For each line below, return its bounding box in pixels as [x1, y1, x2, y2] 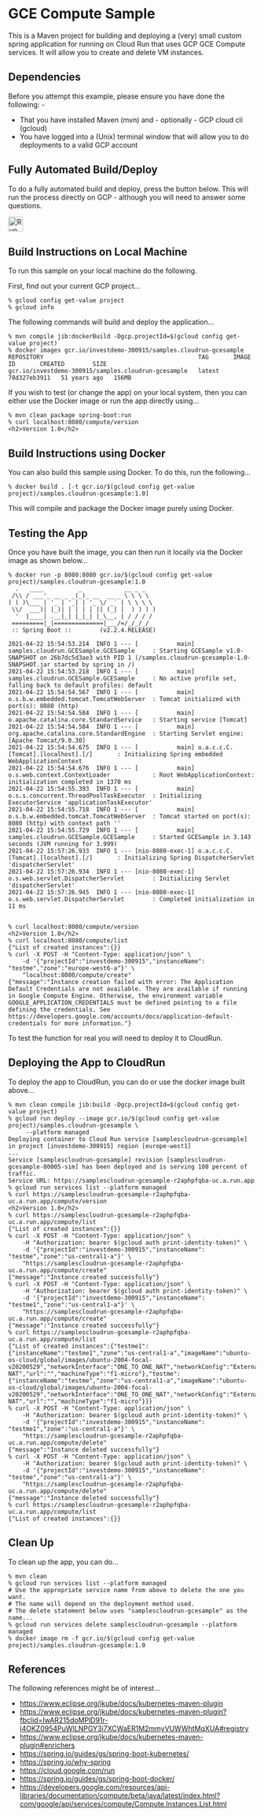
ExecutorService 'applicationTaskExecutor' [8, 799, 153, 807]
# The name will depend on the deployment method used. [8, 1600, 195, 1608]
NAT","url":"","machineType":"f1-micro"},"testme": [8, 1370, 181, 1378]
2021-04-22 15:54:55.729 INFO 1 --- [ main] [8, 826, 195, 834]
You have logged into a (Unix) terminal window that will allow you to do [19, 132, 249, 141]
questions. [8, 200, 42, 210]
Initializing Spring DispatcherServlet [124, 854, 255, 862]
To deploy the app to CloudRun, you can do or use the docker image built [8, 1077, 245, 1087]
